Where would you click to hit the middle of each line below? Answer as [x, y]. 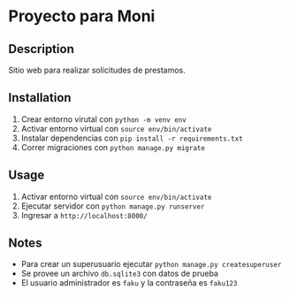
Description [41, 49]
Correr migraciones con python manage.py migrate [113, 147]
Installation [40, 98]
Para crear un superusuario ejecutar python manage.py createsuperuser [151, 264]
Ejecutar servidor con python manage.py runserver [113, 206]
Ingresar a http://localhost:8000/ [84, 215]
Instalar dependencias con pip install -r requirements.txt [132, 138]
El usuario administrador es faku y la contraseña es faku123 [129, 283]
